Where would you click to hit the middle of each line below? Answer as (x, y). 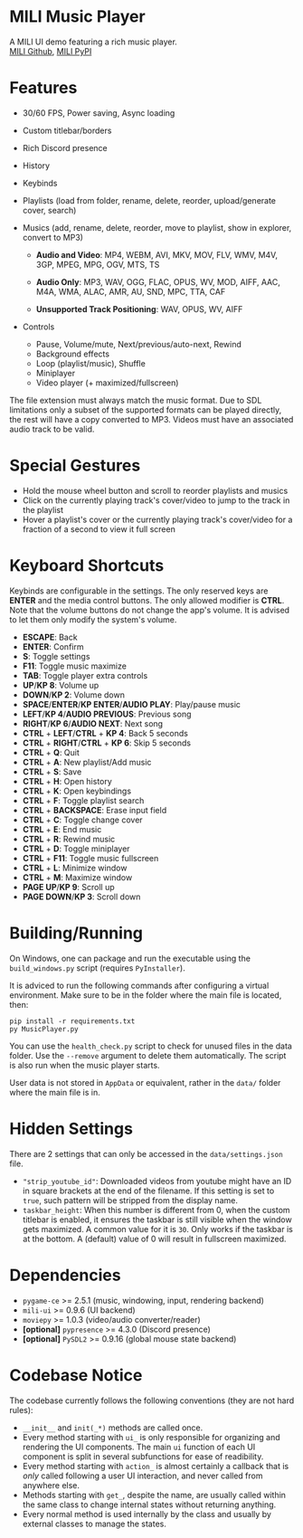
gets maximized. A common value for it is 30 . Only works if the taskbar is (158, 1229)
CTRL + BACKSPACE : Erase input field (95, 810)
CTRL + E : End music (62, 829)
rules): (21, 1410)
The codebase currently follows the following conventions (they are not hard (152, 1400)
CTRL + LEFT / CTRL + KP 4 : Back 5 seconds (105, 733)
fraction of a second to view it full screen (99, 529)
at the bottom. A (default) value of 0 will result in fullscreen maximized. (154, 1239)
